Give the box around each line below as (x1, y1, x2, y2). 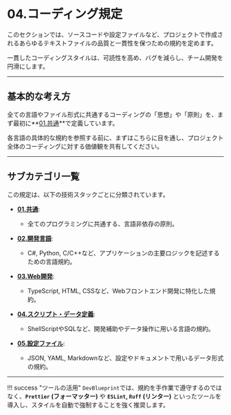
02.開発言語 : (16, 234, 54, 242)
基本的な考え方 (7, 91, 71, 103)
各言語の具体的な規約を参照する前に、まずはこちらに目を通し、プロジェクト (7, 134, 224, 142)
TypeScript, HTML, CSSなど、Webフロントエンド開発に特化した (27, 286, 210, 295)
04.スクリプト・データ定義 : (16, 310, 96, 318)
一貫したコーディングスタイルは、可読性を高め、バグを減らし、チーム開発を (7, 53, 223, 62)
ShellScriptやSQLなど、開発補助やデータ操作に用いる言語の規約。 (27, 324, 214, 332)
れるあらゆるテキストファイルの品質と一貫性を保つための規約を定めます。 (7, 39, 218, 47)
